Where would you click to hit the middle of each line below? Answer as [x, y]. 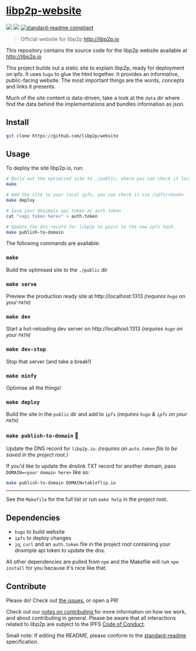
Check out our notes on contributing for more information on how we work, [96, 612]
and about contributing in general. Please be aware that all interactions [91, 618]
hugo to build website [40, 532]
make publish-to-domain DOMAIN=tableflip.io [61, 483]
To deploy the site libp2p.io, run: [45, 168]
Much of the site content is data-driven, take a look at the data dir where [93, 98]
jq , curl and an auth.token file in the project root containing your [92, 544]
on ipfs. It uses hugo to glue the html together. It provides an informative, [93, 74]
